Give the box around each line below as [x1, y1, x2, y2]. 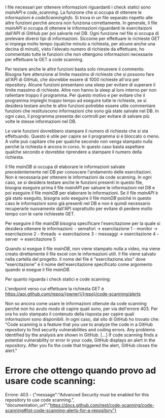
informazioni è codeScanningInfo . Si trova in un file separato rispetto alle [5, 15, 153, 20]
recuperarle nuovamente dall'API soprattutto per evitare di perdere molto [5, 206, 153, 211]
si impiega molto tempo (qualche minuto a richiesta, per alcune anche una [5, 41, 156, 46]
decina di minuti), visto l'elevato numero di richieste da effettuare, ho [5, 46, 145, 52]
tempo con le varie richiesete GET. [5, 211, 75, 216]
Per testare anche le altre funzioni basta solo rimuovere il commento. [5, 66, 145, 72]
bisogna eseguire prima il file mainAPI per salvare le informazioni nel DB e [5, 185, 155, 190]
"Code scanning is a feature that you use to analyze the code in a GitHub [5, 321, 153, 327]
